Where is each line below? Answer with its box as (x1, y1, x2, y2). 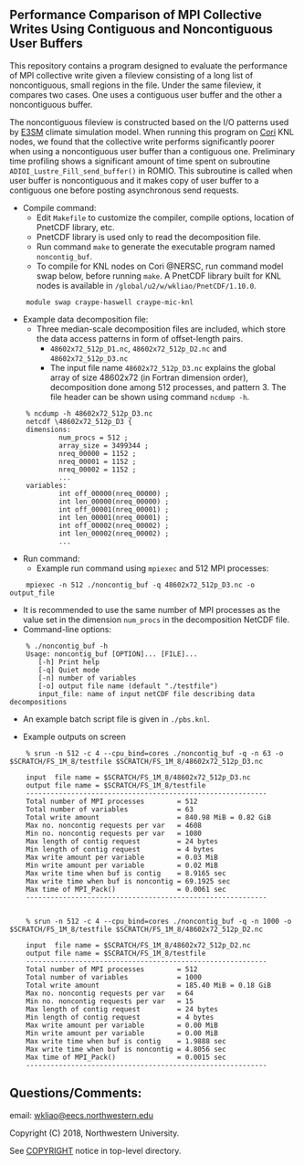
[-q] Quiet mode (37, 665, 100, 674)
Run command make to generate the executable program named (36, 241, 276, 252)
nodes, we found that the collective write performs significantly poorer (9, 136, 276, 147)
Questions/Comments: (9, 1086, 142, 1101)
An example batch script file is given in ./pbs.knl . (22, 713, 210, 725)
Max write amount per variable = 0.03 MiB (26, 853, 219, 862)
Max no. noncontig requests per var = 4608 (26, 821, 203, 830)
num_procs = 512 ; (58, 433, 129, 442)
